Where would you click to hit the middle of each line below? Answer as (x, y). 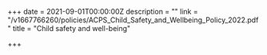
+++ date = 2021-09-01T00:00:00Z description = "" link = (103, 12)
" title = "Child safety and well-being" (69, 28)
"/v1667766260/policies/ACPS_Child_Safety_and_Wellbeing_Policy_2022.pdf (133, 20)
